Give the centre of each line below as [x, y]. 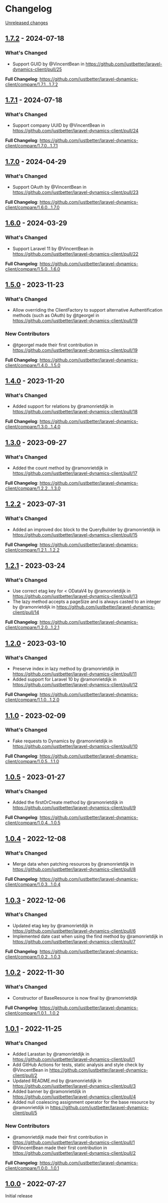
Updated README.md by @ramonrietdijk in [57, 1081]
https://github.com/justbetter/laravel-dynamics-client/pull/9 [74, 808]
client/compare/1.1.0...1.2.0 [32, 700]
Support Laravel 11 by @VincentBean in [53, 248]
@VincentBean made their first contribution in [60, 1148]
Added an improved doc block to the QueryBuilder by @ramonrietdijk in [86, 530]
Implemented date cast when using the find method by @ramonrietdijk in [88, 936]
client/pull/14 [26, 613]
